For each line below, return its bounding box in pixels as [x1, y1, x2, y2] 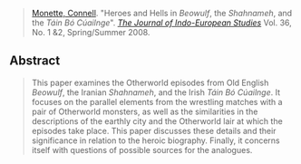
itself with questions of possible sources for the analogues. [31, 144, 253, 155]
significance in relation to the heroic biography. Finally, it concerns [31, 135, 281, 146]
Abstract [9, 53, 61, 69]
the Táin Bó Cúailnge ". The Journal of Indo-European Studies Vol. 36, [31, 17, 292, 28]
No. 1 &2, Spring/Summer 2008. [31, 27, 150, 37]
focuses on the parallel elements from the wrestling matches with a [31, 96, 283, 107]
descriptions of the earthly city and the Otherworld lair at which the [31, 115, 283, 126]
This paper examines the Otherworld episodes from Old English [31, 77, 269, 88]
